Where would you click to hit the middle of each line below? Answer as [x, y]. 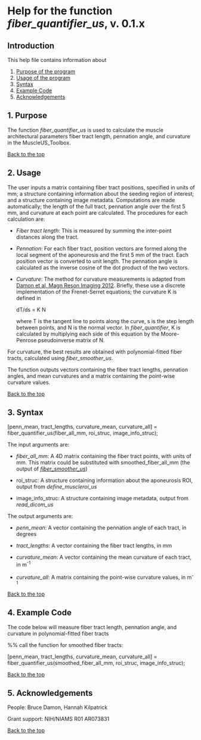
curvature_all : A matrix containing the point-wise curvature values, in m [104, 577]
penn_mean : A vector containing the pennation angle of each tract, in [101, 528]
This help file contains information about [57, 60]
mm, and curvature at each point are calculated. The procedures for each [98, 212]
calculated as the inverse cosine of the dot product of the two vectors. [102, 267]
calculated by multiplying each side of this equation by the [88, 334]
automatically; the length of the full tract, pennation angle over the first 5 [97, 206]
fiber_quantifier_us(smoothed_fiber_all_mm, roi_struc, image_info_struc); [96, 662]
